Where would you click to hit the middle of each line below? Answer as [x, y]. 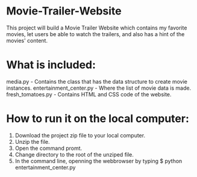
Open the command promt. [48, 148]
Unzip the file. [32, 141]
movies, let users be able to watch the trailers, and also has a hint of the [95, 34]
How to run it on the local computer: [98, 119]
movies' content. [27, 40]
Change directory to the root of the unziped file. [74, 154]
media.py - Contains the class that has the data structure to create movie [97, 81]
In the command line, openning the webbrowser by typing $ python [98, 161]
